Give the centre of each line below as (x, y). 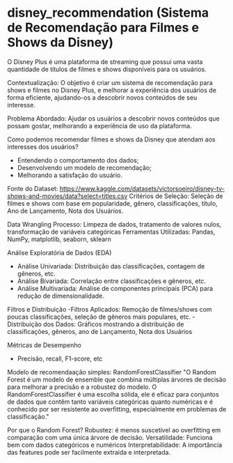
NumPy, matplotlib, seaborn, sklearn (59, 239)
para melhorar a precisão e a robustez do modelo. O (82, 387)
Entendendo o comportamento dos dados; (78, 160)
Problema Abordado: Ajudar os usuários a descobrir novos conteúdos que (114, 118)
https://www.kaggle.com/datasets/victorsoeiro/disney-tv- (142, 188)
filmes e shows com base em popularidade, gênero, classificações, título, (112, 203)
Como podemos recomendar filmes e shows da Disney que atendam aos (111, 139)
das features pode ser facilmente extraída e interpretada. (89, 452)
